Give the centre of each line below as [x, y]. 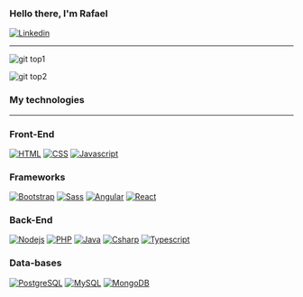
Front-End [32, 134]
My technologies [47, 100]
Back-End [31, 220]
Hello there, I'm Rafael [59, 14]
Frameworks [37, 177]
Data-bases [36, 263]
